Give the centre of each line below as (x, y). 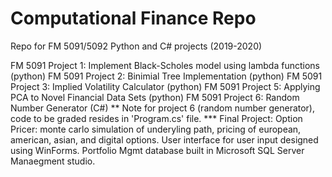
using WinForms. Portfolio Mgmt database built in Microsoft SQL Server (157, 150)
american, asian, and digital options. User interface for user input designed (164, 139)
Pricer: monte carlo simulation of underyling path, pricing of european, (156, 129)
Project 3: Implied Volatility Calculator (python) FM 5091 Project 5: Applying (165, 86)
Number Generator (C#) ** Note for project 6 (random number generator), (163, 108)
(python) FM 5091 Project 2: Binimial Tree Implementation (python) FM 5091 (166, 76)
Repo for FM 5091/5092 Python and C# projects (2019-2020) (136, 46)
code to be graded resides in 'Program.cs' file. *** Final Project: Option (156, 118)
